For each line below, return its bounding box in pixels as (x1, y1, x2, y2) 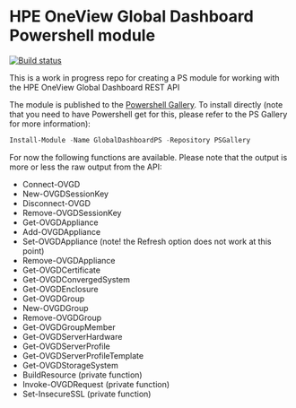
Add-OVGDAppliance (22, 226, 101, 237)
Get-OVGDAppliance (22, 217, 99, 228)
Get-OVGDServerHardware (22, 331, 123, 342)
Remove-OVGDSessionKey (22, 207, 122, 218)
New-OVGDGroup (22, 302, 89, 313)
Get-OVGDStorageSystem (22, 360, 118, 370)
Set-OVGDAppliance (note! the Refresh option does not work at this (22, 236, 272, 247)
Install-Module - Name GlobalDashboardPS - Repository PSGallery (9, 135, 251, 144)
